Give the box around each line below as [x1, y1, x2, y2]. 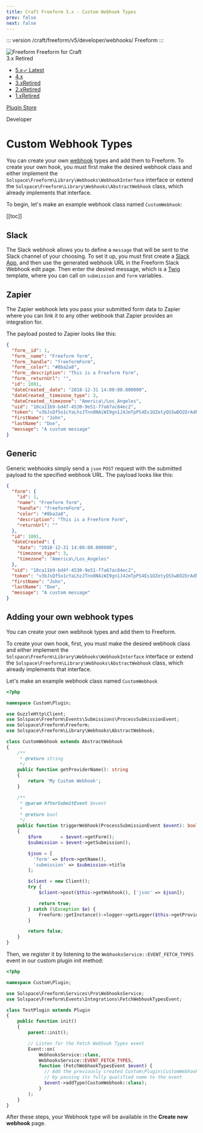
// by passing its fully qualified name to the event [44, 1074, 182, 1080]
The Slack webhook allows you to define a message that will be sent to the [6, 246, 188, 254]
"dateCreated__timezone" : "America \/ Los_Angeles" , [11, 398, 142, 404]
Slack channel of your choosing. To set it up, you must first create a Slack [6, 252, 190, 260]
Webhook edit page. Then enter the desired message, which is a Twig [6, 266, 180, 273]
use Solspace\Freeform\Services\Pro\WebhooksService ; [6, 990, 145, 996]
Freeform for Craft [36, 48, 82, 56]
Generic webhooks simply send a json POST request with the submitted [6, 464, 182, 472]
